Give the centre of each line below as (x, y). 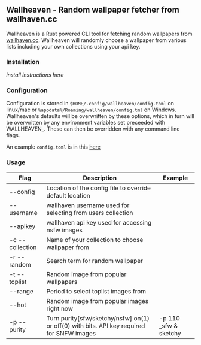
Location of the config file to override (99, 188)
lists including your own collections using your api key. (73, 46)
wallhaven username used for (88, 205)
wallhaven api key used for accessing (99, 222)
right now (60, 308)
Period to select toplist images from (96, 291)
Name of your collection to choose (95, 240)
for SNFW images (71, 333)
